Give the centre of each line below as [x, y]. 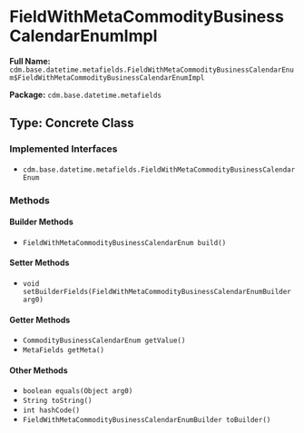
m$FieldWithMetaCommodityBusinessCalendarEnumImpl [107, 78]
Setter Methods [39, 263]
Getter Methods [40, 320]
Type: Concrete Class [72, 123]
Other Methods [39, 370]
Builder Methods [42, 222]
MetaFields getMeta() [63, 350]
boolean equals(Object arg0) [78, 391]
